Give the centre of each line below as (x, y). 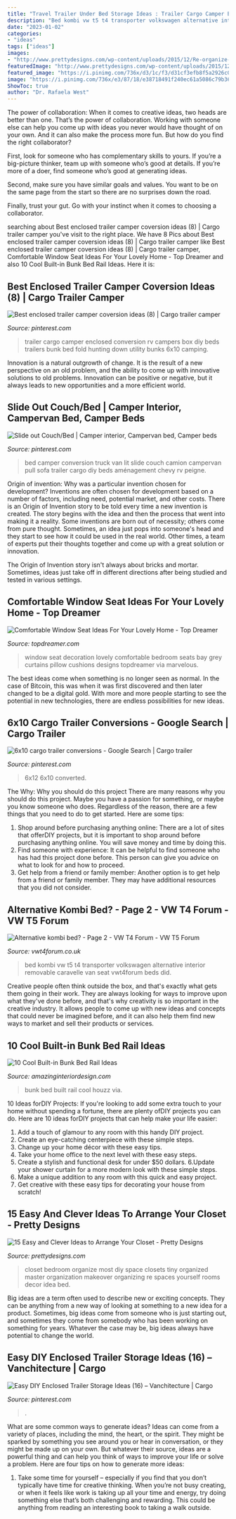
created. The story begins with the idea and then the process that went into (116, 513)
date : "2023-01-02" (36, 27)
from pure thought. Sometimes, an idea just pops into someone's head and (116, 528)
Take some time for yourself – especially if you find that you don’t (112, 1477)
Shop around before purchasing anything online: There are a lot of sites (121, 827)
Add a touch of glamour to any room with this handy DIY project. (111, 1132)
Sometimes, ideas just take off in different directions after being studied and (117, 572)
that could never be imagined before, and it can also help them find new (111, 1016)
